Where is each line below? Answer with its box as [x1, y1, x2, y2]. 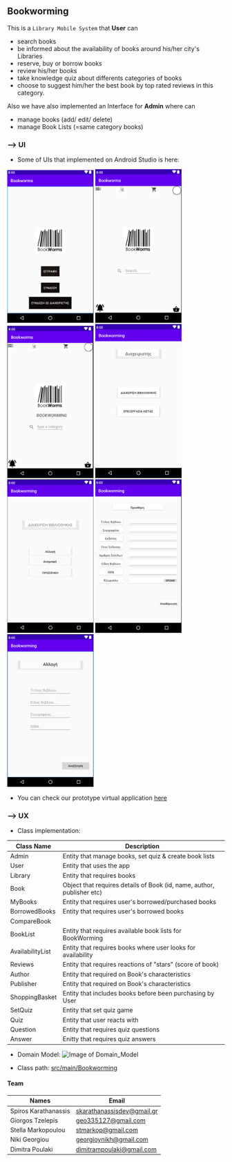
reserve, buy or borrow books [17, 59, 102, 68]
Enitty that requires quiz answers [62, 1035, 156, 1043]
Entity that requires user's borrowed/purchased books [62, 898, 216, 906]
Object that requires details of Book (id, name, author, [62, 880, 215, 889]
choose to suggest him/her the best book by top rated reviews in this [17, 81, 214, 89]
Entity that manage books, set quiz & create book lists [62, 852, 215, 860]
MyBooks [10, 898, 37, 906]
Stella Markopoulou [10, 1126, 66, 1134]
